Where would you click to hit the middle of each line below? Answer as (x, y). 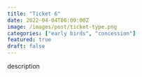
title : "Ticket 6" (34, 14)
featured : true (29, 40)
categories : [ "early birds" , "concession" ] (72, 33)
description (24, 66)
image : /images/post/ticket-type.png (62, 27)
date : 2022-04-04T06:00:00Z (48, 20)
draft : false (26, 46)
